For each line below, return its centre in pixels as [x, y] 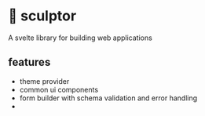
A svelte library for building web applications [81, 38]
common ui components [59, 89]
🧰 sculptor [42, 16]
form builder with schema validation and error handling [108, 98]
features [29, 62]
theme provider [44, 81]
